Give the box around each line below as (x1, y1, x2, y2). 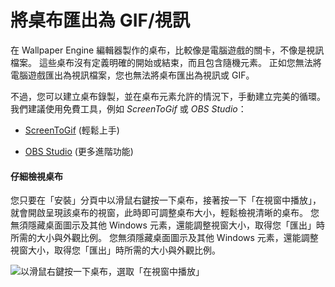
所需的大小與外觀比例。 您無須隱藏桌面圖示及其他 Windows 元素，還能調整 (10, 232, 319, 244)
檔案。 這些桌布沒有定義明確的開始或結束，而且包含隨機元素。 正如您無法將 (10, 56, 322, 68)
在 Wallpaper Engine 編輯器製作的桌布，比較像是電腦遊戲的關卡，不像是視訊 (10, 44, 325, 56)
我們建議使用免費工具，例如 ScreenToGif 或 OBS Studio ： (10, 102, 247, 115)
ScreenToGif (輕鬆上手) (24, 124, 120, 136)
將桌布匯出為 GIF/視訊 (10, 9, 190, 32)
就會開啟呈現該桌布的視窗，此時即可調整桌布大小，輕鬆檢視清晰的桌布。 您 (10, 207, 320, 219)
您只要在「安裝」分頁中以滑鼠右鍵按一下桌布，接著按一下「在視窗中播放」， (10, 194, 322, 206)
